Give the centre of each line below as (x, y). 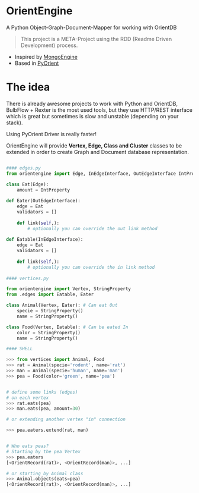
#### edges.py (24, 168)
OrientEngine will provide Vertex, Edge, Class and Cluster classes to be (94, 145)
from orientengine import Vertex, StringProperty (69, 289)
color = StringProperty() (49, 332)
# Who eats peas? (28, 446)
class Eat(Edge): (28, 184)
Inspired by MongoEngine (46, 56)
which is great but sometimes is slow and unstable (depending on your (92, 116)
